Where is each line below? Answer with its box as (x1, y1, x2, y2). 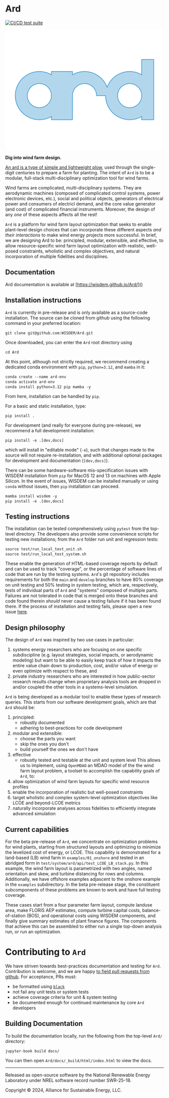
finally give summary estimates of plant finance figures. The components (5, 918, 157, 924)
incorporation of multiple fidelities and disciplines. (5, 253, 109, 260)
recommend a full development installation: (5, 427, 95, 433)
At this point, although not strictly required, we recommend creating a (5, 358, 149, 364)
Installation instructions (5, 296, 81, 305)
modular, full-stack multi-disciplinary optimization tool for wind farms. (5, 175, 150, 181)
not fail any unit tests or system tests (12, 989, 89, 995)
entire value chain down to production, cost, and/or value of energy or (12, 663, 158, 669)
